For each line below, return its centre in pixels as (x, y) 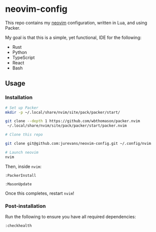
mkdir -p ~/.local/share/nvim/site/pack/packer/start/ (63, 112)
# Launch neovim (22, 152)
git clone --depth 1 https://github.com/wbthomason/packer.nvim (73, 121)
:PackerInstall (21, 175)
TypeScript (23, 57)
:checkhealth (19, 226)
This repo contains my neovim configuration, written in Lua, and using (76, 23)
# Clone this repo (24, 135)
